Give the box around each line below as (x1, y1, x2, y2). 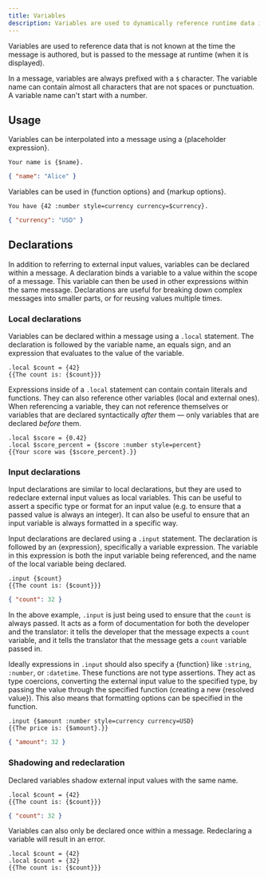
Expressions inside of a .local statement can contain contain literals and (8, 384, 247, 395)
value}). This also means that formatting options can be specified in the (8, 693, 243, 703)
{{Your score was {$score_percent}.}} (8, 448, 137, 456)
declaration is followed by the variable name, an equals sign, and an (8, 340, 231, 349)
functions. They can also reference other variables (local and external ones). (8, 393, 260, 403)
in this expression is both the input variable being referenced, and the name (8, 551, 257, 561)
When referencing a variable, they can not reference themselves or (8, 402, 229, 412)
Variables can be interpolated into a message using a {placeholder (8, 135, 227, 144)
